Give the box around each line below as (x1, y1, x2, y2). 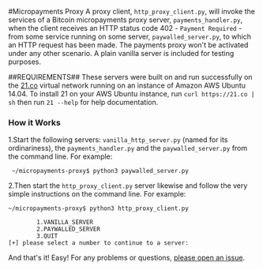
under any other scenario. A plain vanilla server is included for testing (8, 49, 235, 58)
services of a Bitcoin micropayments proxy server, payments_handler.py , (8, 15, 243, 24)
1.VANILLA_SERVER (36, 219, 93, 227)
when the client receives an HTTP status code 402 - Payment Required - (8, 24, 242, 32)
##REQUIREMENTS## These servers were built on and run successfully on (8, 73, 253, 81)
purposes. (8, 57, 42, 66)
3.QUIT (36, 232, 58, 240)
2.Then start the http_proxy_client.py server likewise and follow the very (8, 181, 248, 190)
